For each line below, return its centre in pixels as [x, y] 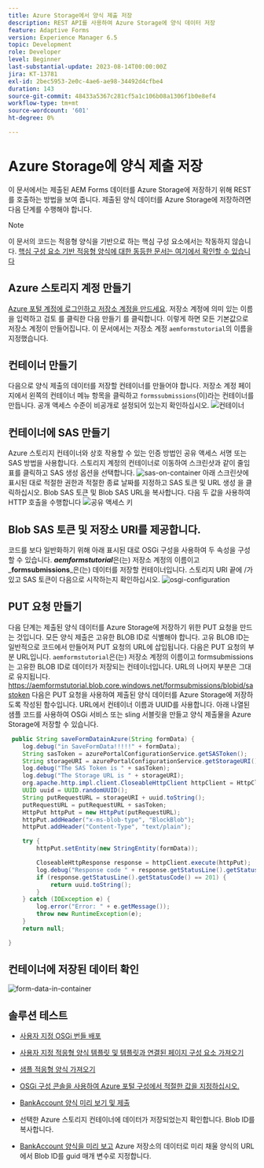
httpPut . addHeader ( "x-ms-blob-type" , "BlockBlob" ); [108, 820]
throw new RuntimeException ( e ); [90, 914]
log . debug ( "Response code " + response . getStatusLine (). [131, 870]
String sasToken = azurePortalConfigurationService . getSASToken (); [135, 754]
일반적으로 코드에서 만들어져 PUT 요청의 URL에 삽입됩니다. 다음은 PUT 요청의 [127, 647]
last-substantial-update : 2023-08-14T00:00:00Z [88, 67]
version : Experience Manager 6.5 [63, 37]
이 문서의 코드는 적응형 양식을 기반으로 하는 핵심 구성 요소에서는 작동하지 [119, 241]
